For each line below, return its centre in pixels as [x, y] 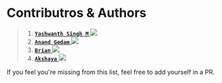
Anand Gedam [52, 42]
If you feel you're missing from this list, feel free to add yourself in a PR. [111, 72]
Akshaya [46, 59]
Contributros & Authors [77, 13]
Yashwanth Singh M [62, 34]
